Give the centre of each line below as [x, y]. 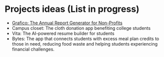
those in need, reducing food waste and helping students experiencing [85, 44]
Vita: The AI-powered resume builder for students [63, 33]
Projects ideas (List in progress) [72, 9]
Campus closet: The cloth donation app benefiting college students [81, 28]
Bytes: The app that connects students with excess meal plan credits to [85, 39]
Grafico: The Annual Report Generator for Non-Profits [67, 23]
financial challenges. [33, 49]
